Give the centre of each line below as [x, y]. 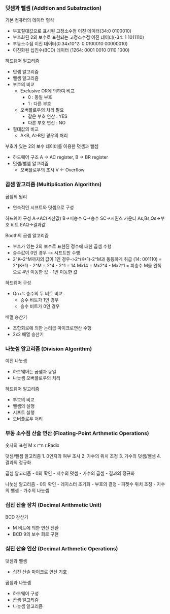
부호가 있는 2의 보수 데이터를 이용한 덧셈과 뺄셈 [52, 146]
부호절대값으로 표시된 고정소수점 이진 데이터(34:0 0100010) [72, 31]
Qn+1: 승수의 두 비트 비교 [38, 293]
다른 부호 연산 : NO [47, 123]
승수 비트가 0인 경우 [40, 306]
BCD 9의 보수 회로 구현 [36, 534]
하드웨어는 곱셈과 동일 [35, 371]
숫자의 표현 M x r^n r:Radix [32, 445]
